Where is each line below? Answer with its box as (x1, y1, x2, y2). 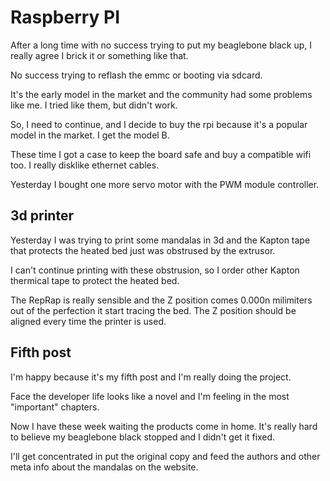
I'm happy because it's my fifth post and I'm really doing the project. (10, 371, 292, 383)
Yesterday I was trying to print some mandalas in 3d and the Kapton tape (10, 234, 311, 246)
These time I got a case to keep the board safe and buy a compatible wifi (10, 148, 312, 160)
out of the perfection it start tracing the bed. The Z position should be (10, 304, 297, 316)
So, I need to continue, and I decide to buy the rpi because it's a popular (10, 118, 308, 130)
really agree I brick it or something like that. (10, 49, 189, 61)
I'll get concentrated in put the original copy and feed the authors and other (10, 450, 321, 462)
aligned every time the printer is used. (10, 315, 167, 327)
